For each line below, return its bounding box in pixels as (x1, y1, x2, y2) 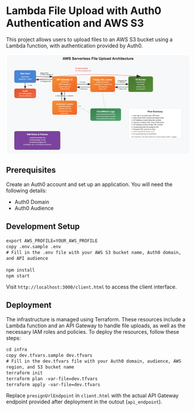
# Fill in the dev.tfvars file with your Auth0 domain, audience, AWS (6, 358, 182, 364)
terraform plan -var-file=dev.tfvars (6, 376, 98, 382)
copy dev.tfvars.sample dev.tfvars (6, 352, 93, 358)
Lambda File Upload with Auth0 (6, 4, 162, 18)
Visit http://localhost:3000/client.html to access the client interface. (6, 283, 177, 290)
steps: (6, 334, 21, 341)
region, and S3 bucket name (6, 364, 75, 370)
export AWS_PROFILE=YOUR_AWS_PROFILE (6, 238, 98, 244)
